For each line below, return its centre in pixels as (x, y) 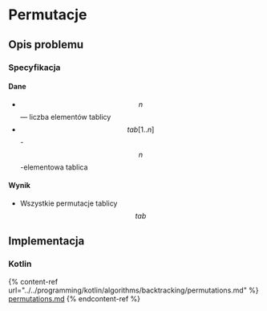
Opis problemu (46, 45)
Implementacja (47, 241)
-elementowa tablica (54, 167)
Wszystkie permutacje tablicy (69, 203)
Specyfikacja (34, 68)
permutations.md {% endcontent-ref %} (75, 298)
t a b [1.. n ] (141, 129)
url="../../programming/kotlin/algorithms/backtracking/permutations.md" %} (133, 290)
